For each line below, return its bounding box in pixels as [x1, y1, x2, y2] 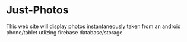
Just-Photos [6, 3, 69, 17]
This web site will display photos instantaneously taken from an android [6, 23, 181, 30]
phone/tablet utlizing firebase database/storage [6, 29, 123, 36]
